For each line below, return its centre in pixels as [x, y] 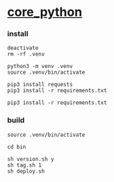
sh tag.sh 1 [24, 165]
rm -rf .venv [26, 54]
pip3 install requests [40, 85]
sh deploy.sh [26, 171]
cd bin [17, 147]
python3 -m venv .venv [40, 67]
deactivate [23, 48]
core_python [45, 12]
